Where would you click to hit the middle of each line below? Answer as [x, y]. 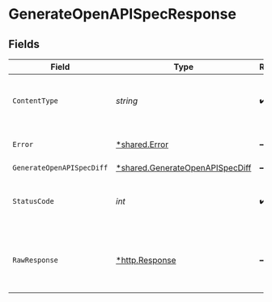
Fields [24, 44]
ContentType [36, 101]
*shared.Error [142, 145]
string [127, 101]
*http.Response [146, 260]
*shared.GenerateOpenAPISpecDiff [184, 168]
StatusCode [33, 201]
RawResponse [36, 260]
